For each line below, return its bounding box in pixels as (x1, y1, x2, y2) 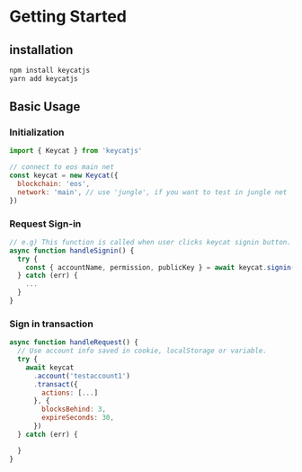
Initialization (9, 126, 65, 138)
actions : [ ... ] (41, 388, 99, 397)
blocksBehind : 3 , (41, 405, 106, 414)
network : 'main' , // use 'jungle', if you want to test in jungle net (17, 187, 288, 197)
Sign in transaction (9, 317, 94, 330)
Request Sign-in (9, 218, 82, 230)
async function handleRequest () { (9, 338, 139, 347)
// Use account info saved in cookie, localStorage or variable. (17, 346, 268, 356)
